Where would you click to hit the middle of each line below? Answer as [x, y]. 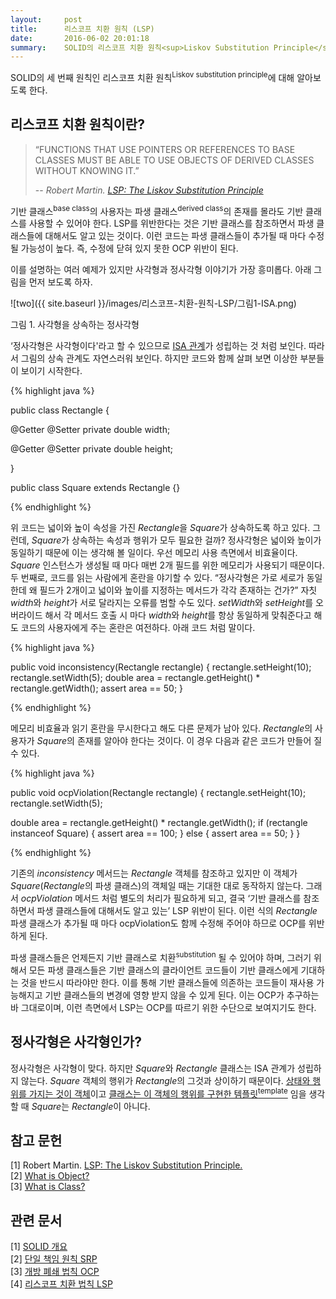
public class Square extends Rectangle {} [95, 488]
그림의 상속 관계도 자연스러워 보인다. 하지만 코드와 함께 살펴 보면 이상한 [159, 358]
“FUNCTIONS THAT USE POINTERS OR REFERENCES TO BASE [165, 149]
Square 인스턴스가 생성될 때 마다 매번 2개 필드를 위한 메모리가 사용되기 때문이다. [167, 565]
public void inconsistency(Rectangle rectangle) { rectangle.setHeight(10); [161, 667]
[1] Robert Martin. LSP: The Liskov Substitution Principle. [126, 1165]
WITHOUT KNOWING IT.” [87, 170]
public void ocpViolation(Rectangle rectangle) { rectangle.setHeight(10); [158, 793]
